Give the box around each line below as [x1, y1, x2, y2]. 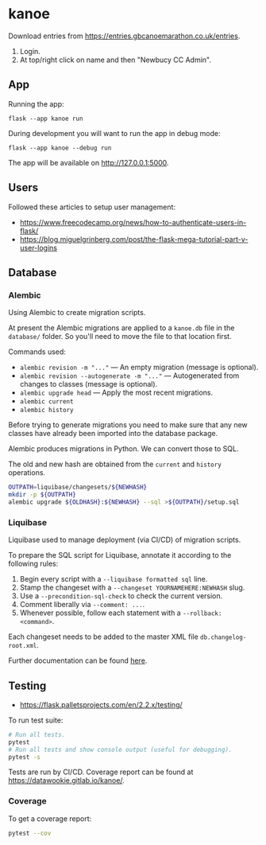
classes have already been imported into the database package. [8, 429, 218, 438]
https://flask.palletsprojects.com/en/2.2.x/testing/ [19, 699, 183, 709]
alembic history [19, 407, 74, 415]
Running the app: [8, 99, 65, 108]
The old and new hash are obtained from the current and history [8, 459, 222, 469]
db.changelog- [199, 633, 247, 641]
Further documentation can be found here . [8, 656, 148, 665]
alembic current [19, 398, 74, 406]
